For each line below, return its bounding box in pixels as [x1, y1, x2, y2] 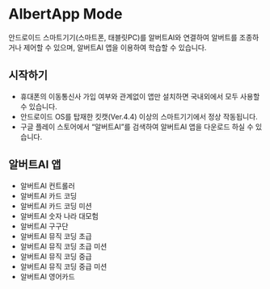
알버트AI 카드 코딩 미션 [19, 201, 92, 211]
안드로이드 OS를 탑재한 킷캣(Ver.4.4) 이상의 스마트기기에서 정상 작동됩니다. [19, 111, 259, 121]
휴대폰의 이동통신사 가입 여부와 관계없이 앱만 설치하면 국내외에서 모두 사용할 [19, 91, 260, 101]
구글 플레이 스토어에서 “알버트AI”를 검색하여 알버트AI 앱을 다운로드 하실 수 [19, 122, 254, 132]
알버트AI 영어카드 [19, 271, 75, 281]
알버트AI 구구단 [19, 221, 69, 231]
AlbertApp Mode [8, 5, 123, 23]
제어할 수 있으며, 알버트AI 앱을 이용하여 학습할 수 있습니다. [23, 42, 207, 52]
